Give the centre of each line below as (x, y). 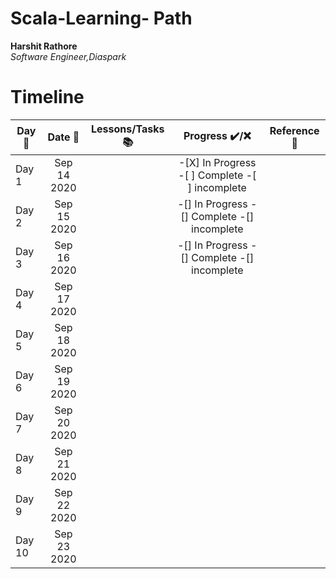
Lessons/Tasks (127, 129)
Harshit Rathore (44, 46)
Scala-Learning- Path (101, 18)
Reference (294, 131)
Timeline (47, 97)
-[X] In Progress (217, 162)
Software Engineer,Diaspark (68, 56)
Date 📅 (63, 137)
